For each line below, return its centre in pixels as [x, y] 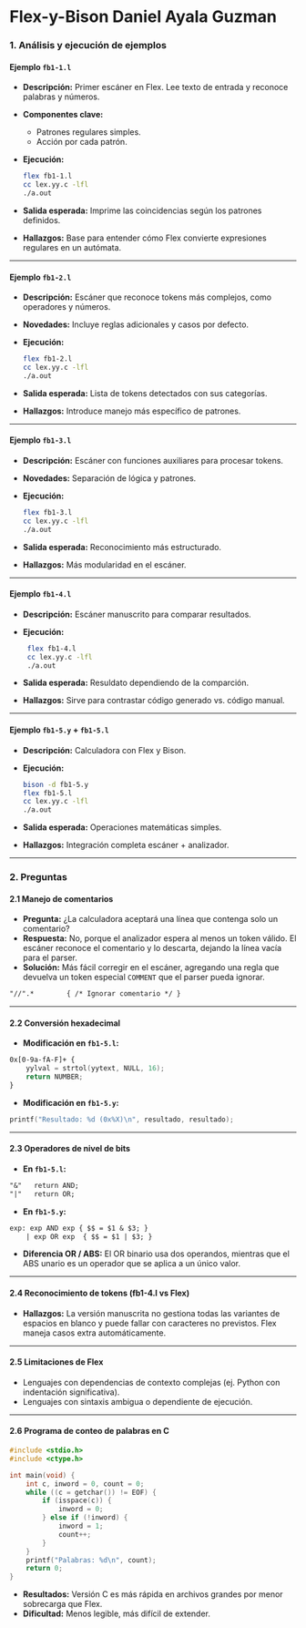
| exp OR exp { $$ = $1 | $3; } [89, 1236]
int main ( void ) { [42, 1475]
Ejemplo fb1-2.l [41, 277]
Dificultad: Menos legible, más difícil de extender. [117, 1613]
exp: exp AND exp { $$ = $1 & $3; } [79, 1228]
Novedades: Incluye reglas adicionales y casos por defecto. [135, 324]
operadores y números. [66, 307]
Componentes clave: [63, 115]
